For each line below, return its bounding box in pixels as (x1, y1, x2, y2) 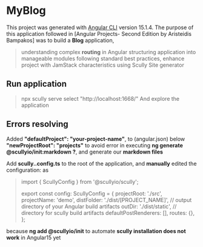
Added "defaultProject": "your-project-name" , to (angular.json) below (6, 135, 185, 143)
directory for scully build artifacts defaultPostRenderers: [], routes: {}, (21, 209, 195, 216)
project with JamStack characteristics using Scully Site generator (21, 61, 185, 69)
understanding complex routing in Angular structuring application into (21, 48, 196, 55)
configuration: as (6, 166, 49, 174)
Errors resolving (6, 119, 68, 129)
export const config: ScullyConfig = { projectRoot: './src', (21, 189, 162, 197)
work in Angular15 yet (6, 234, 61, 241)
